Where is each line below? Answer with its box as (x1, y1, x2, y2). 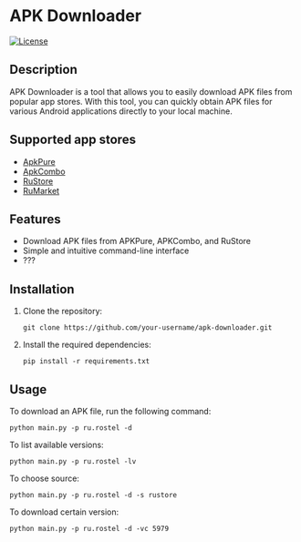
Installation (9, 281, 75, 297)
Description (9, 62, 78, 77)
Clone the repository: (22, 306, 103, 317)
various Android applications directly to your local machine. (9, 106, 233, 117)
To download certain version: (9, 506, 119, 517)
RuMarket (22, 185, 60, 196)
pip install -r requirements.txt (22, 357, 150, 366)
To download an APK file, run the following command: (9, 406, 212, 416)
